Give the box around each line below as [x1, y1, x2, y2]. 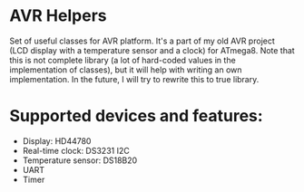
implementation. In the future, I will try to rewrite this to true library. [9, 73, 260, 84]
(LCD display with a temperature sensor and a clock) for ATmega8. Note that [9, 44, 295, 55]
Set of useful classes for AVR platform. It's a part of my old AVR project [9, 35, 275, 46]
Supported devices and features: [9, 106, 263, 127]
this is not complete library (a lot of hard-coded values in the [9, 54, 236, 65]
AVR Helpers [9, 5, 107, 26]
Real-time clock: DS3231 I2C [22, 145, 130, 156]
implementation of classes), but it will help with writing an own [9, 64, 242, 75]
